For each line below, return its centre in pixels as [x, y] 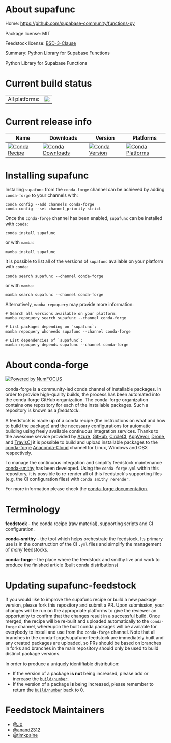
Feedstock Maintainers [55, 710]
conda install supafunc [31, 233]
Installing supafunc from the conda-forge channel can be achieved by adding [85, 189]
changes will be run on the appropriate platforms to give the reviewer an [81, 610]
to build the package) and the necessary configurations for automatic [78, 426]
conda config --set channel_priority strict [53, 209]
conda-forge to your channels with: [42, 195]
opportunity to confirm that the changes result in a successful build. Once [83, 616]
